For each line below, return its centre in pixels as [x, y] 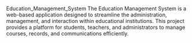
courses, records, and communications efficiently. [67, 34]
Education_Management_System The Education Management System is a [96, 9]
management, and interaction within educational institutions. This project [95, 21]
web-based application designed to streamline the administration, [87, 15]
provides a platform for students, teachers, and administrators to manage [96, 27]
